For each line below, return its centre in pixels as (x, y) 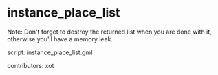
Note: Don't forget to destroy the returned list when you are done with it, (109, 32)
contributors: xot (31, 65)
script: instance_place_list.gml (50, 52)
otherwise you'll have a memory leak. (60, 39)
